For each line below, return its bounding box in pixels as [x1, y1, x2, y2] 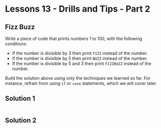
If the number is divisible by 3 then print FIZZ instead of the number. [12, 50, 148, 56]
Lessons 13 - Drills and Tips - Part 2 [5, 3, 150, 15]
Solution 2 [5, 116, 36, 125]
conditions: [5, 41, 28, 47]
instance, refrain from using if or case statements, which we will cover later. [5, 80, 157, 86]
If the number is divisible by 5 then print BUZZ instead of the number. [12, 55, 148, 61]
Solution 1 [5, 94, 35, 103]
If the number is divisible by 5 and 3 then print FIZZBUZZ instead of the [12, 61, 152, 66]
